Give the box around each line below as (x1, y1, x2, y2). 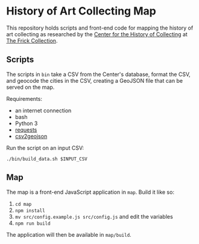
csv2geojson (14, 132, 48, 140)
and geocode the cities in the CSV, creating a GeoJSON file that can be (6, 77, 183, 84)
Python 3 (14, 120, 38, 127)
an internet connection (14, 107, 72, 114)
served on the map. (6, 83, 55, 91)
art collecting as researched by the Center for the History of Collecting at (6, 30, 188, 37)
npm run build (14, 220, 51, 226)
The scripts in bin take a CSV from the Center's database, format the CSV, (6, 71, 191, 78)
